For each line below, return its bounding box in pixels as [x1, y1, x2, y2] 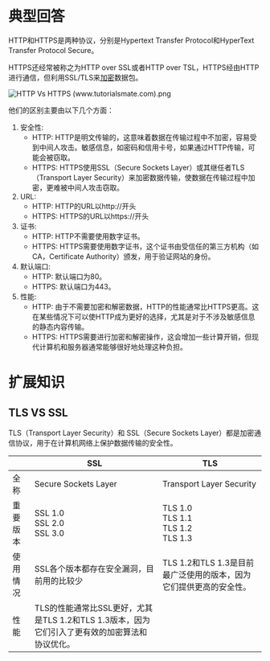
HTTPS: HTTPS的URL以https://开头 [31, 211, 149, 221]
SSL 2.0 [35, 517, 65, 528]
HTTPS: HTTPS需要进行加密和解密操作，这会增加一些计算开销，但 [31, 331, 252, 342]
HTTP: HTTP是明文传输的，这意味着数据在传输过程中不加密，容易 [31, 132, 251, 142]
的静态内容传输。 [31, 322, 89, 331]
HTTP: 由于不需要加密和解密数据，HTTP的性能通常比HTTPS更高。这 [31, 302, 260, 311]
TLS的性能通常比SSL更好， [35, 602, 137, 614]
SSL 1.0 [35, 507, 65, 519]
